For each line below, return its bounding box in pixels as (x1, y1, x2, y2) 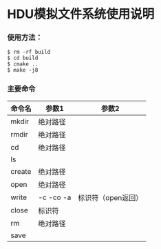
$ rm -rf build (7, 49, 51, 56)
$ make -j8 (7, 67, 39, 74)
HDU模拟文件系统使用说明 (7, 6, 155, 22)
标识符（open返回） (78, 192, 143, 202)
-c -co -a (38, 192, 72, 202)
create (10, 166, 32, 176)
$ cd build (7, 54, 39, 62)
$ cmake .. (7, 61, 39, 68)
